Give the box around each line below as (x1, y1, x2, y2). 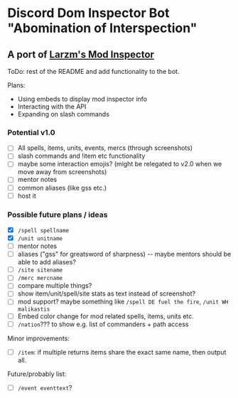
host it (17, 191, 37, 200)
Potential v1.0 (7, 127, 55, 137)
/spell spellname (17, 227, 70, 234)
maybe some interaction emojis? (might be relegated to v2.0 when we (17, 160, 222, 168)
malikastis (17, 306, 50, 313)
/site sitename (17, 267, 63, 274)
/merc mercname (17, 275, 63, 282)
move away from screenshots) (17, 168, 107, 176)
